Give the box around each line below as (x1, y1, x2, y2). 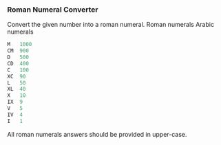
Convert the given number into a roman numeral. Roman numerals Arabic (7, 21, 215, 29)
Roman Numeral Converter (7, 5, 98, 14)
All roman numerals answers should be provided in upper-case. (7, 130, 187, 138)
